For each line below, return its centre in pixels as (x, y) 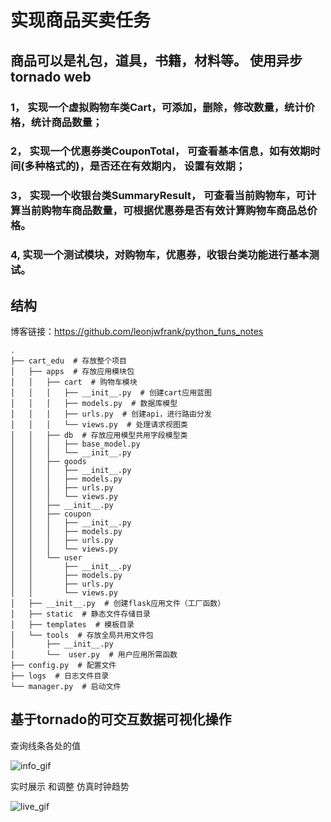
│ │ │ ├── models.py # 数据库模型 (94, 404)
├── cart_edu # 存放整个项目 (68, 361)
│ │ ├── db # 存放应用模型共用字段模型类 (99, 436)
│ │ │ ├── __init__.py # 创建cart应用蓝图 (111, 393)
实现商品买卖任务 (81, 20)
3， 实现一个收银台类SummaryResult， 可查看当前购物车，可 (158, 196)
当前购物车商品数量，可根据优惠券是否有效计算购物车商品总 (164, 211)
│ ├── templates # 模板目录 (72, 625)
